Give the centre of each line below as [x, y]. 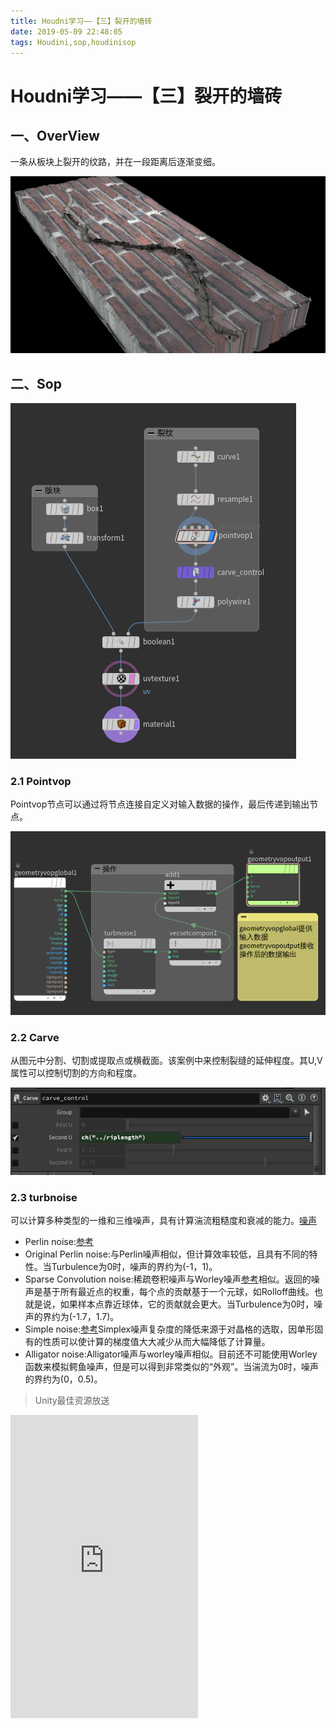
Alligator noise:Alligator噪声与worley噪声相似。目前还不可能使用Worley [171, 1354]
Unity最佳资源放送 [72, 1401]
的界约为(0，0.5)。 [63, 1379]
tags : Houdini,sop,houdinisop [73, 42]
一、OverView [55, 135]
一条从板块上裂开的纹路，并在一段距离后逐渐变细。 [115, 162]
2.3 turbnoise [44, 1197]
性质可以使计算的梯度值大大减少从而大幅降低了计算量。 [156, 1342]
